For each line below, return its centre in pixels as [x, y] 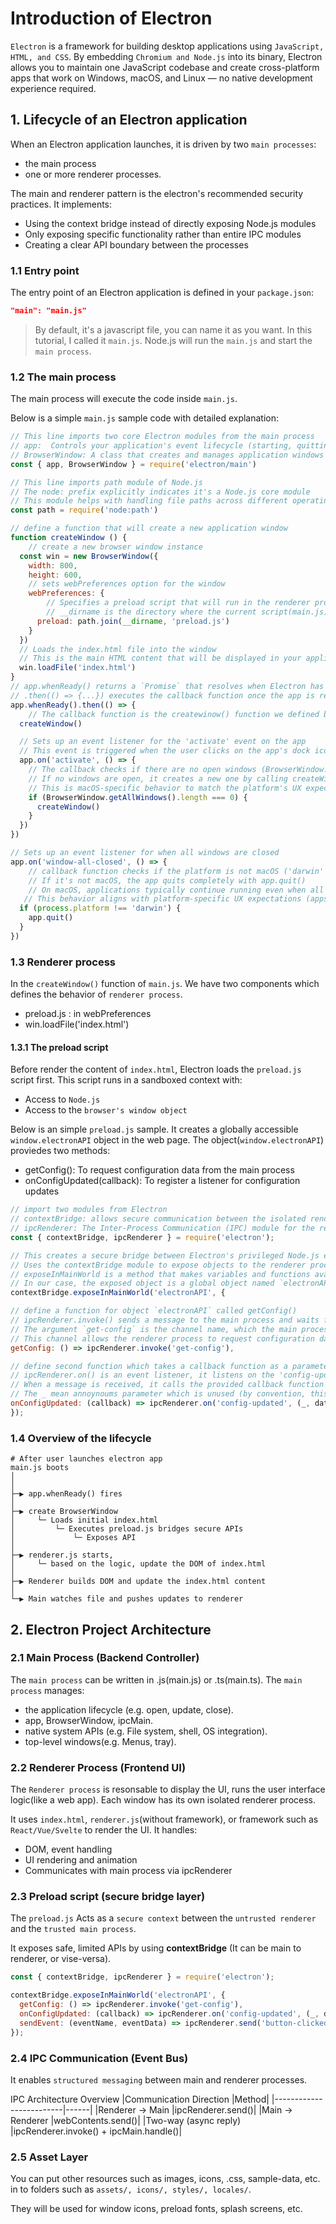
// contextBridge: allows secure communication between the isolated [158, 1219]
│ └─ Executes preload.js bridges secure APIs [127, 1529]
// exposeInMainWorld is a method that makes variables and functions [160, 1274]
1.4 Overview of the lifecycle [81, 1438]
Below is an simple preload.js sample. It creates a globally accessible [154, 1129]
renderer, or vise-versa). [61, 1959]
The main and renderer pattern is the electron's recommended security [157, 193]
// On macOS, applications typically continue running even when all [176, 890]
